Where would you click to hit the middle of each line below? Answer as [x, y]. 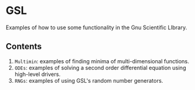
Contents [24, 47]
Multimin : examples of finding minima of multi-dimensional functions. [102, 61]
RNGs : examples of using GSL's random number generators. [89, 80]
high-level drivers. [37, 74]
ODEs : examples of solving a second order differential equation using [100, 67]
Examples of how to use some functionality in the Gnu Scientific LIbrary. [97, 27]
